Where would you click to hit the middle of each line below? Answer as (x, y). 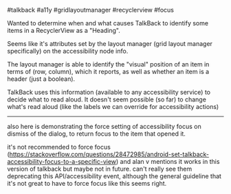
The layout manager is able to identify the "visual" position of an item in (108, 64)
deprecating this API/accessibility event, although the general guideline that (114, 176)
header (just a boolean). (41, 79)
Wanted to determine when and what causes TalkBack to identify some (108, 23)
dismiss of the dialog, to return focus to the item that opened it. (96, 134)
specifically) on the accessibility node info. (68, 51)
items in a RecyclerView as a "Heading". (64, 31)
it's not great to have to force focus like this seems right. (87, 183)
